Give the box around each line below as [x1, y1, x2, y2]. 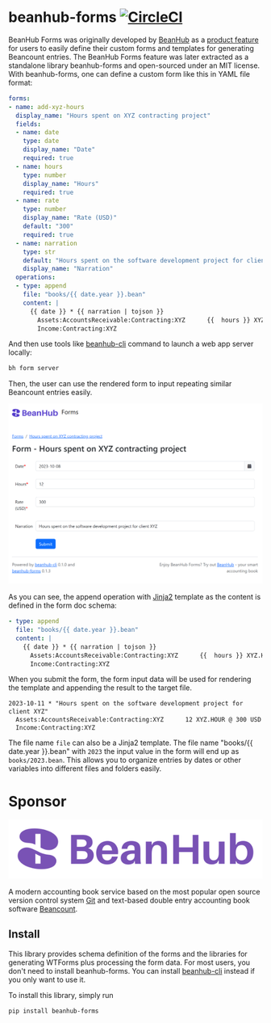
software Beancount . [8, 903, 78, 913]
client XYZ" [8, 708, 48, 716]
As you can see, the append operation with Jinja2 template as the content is [8, 592, 261, 602]
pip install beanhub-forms [8, 1007, 99, 1015]
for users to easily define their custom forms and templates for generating [8, 43, 254, 53]
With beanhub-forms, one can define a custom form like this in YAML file [8, 69, 251, 78]
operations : [15, 273, 56, 282]
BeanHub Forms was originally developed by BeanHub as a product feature [8, 35, 260, 44]
